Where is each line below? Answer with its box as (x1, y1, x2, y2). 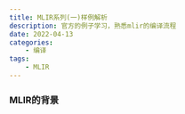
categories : (9, 37, 53, 47)
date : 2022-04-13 (9, 29, 74, 38)
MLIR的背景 (9, 94, 60, 106)
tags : (9, 54, 29, 63)
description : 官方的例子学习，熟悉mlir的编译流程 (9, 21, 177, 30)
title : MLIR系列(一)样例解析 (9, 12, 109, 22)
